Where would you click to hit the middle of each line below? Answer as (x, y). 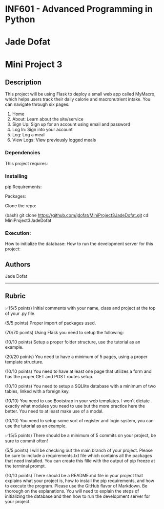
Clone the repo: (21, 206)
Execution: (18, 233)
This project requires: (27, 163)
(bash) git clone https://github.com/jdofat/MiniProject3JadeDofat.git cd (77, 215)
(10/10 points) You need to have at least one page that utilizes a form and (78, 371)
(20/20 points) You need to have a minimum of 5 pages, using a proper (76, 357)
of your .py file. (20, 313)
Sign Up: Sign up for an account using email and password (71, 124)
